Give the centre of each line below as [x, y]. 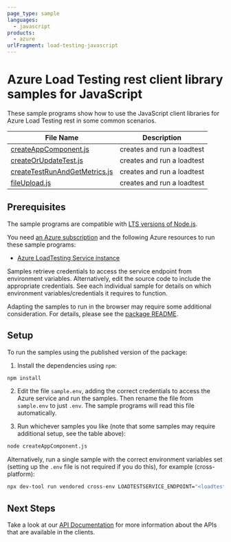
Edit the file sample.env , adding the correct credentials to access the [114, 391]
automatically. [37, 413]
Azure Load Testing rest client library [115, 80]
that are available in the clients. [51, 532]
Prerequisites [36, 207]
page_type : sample [33, 13]
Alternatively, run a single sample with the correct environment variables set [115, 459]
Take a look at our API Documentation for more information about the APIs [112, 525]
